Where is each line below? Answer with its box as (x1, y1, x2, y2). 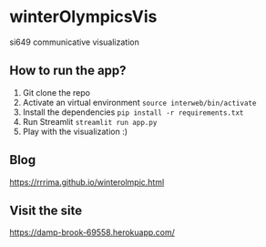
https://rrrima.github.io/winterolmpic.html (9, 176, 165, 188)
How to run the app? (9, 63, 127, 78)
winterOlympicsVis (9, 6, 158, 27)
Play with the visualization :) (22, 126, 128, 137)
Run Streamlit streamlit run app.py (22, 116, 158, 127)
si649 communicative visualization (9, 36, 139, 47)
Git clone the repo (22, 87, 91, 98)
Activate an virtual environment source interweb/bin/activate (22, 97, 257, 108)
